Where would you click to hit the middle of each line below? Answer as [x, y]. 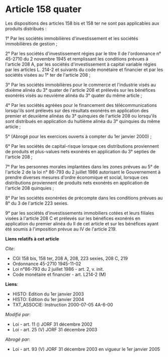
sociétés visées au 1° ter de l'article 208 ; [48, 75]
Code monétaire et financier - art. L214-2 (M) [59, 274]
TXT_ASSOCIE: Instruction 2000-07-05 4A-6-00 [63, 305]
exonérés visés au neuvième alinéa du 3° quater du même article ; [74, 95]
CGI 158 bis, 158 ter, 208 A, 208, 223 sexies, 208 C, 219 [70, 258]
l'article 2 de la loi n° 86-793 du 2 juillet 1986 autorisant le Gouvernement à [83, 172]
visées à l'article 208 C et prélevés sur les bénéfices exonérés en [73, 218]
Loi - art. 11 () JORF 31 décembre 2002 [52, 324]
